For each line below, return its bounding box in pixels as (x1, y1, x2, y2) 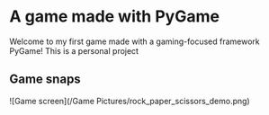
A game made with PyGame (9, 6, 220, 27)
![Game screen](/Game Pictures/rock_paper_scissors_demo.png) (9, 95, 250, 106)
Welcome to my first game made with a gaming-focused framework (9, 36, 260, 47)
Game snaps (9, 72, 81, 87)
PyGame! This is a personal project (9, 45, 139, 56)
